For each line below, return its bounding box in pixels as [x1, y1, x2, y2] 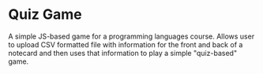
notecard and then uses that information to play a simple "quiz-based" [8, 48, 238, 57]
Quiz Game [8, 6, 82, 24]
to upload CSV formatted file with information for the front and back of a [8, 39, 243, 49]
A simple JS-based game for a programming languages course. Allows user [8, 31, 255, 41]
